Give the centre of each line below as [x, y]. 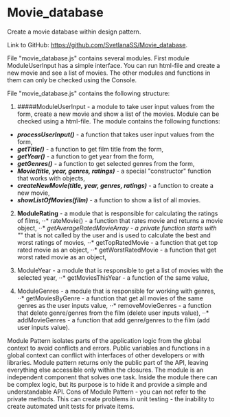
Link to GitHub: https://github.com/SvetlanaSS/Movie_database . [97, 45]
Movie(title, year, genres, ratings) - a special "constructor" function [114, 171]
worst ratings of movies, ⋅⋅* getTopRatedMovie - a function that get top [117, 242]
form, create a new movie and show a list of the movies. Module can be [118, 114]
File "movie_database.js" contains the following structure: [89, 93]
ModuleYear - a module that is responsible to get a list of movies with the [120, 270]
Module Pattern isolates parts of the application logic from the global [104, 340]
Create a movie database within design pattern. [74, 32]
